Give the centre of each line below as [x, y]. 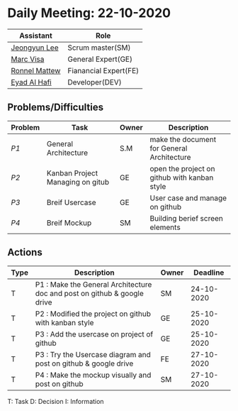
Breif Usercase [71, 202]
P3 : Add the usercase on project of [94, 334]
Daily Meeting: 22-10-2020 [89, 13]
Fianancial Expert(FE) [103, 70]
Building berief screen [186, 218]
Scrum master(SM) [99, 48]
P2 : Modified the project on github [93, 314]
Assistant [35, 35]
